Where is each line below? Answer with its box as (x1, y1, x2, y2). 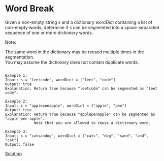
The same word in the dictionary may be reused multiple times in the (5, 49, 144, 55)
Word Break (5, 3, 54, 14)
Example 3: (5, 129, 28, 134)
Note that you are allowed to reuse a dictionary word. (33, 120, 151, 126)
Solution (5, 151, 22, 157)
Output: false (5, 142, 34, 147)
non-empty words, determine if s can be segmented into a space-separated (5, 24, 160, 30)
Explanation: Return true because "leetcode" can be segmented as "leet (5, 86, 158, 91)
